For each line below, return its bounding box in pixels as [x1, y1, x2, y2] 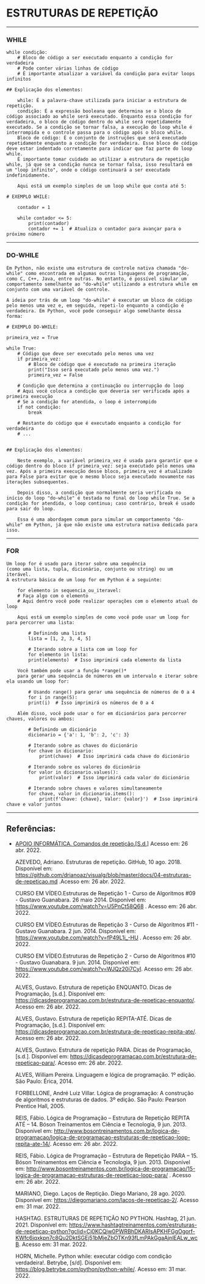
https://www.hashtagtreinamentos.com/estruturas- [69, 1221, 197, 1228]
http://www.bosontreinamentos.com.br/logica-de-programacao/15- [26, 1165, 196, 1172]
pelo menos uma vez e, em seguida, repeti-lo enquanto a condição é [6, 303, 184, 309]
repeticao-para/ [15, 1059, 55, 1066]
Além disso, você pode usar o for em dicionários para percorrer [17, 710, 187, 716]
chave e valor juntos [6, 801, 62, 807]
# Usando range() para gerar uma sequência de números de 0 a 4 [28, 689, 195, 695]
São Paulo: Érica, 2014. [15, 1077, 73, 1085]
